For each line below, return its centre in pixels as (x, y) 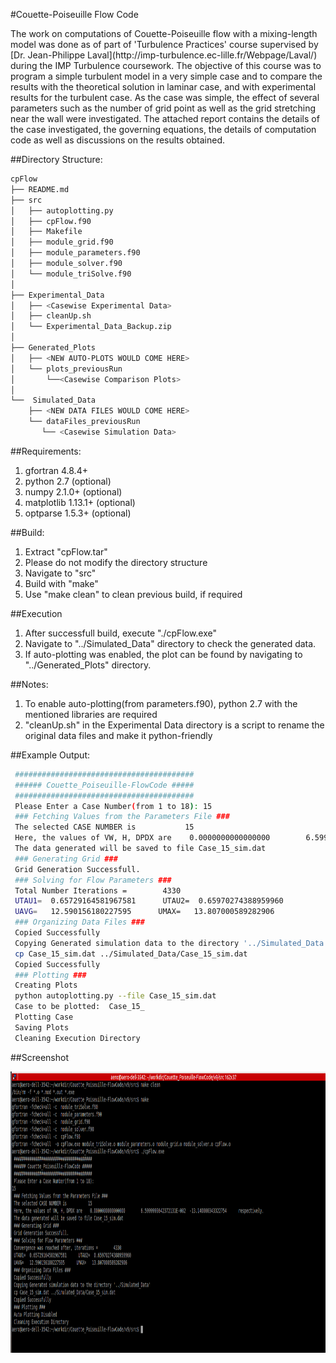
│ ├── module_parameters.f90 (75, 253)
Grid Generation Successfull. (77, 869)
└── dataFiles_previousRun (84, 422)
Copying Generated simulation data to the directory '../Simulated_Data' (171, 943)
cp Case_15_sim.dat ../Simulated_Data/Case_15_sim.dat (131, 954)
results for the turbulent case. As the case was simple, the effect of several (165, 97)
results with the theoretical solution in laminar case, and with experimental (163, 87)
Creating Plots (46, 985)
